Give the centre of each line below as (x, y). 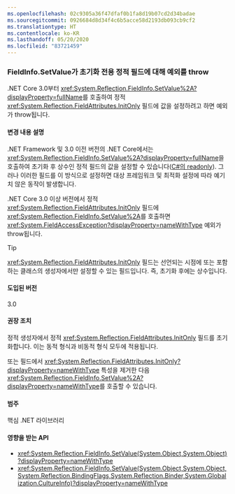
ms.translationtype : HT (42, 27)
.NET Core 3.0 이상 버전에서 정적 (53, 198)
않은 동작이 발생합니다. (45, 184)
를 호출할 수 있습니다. (128, 386)
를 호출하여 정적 (104, 97)
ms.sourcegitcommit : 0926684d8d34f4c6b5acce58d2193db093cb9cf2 (101, 20)
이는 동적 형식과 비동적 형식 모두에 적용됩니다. (96, 346)
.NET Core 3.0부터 (33, 89)
